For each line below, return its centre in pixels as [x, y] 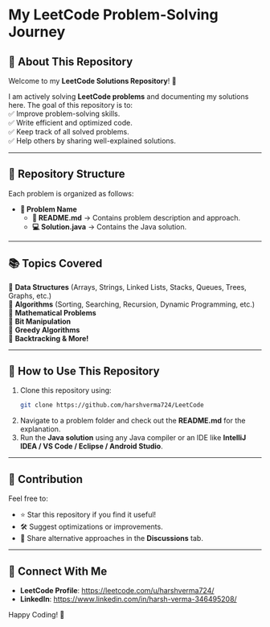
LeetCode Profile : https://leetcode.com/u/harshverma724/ [117, 590]
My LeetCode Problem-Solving [113, 15]
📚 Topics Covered [55, 264]
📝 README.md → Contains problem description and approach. [136, 217]
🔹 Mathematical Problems [52, 312]
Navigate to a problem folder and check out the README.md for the [133, 421]
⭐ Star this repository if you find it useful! [88, 515]
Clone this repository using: [65, 390]
